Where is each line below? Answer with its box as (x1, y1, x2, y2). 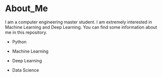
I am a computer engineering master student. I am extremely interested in (5, 19, 152, 25)
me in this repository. (5, 29, 48, 35)
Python (12, 38, 27, 44)
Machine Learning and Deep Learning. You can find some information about (5, 24, 157, 30)
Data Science (12, 67, 39, 73)
